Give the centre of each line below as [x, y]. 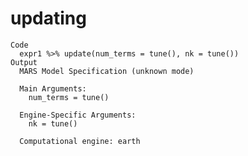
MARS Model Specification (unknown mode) [107, 71]
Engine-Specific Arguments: [78, 115]
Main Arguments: [53, 88]
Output [24, 62]
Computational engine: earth [80, 141]
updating [48, 18]
